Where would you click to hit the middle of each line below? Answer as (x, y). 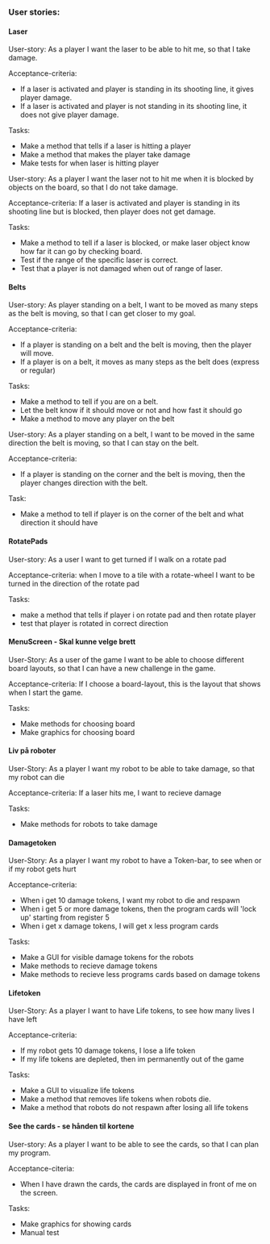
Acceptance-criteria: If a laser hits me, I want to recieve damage (115, 792)
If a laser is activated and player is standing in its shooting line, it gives (137, 89)
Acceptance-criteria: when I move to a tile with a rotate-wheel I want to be (132, 574)
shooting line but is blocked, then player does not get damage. (112, 211)
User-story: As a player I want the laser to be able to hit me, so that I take (130, 49)
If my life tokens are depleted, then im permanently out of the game (132, 1059)
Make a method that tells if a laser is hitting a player (106, 146)
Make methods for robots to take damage (89, 824)
